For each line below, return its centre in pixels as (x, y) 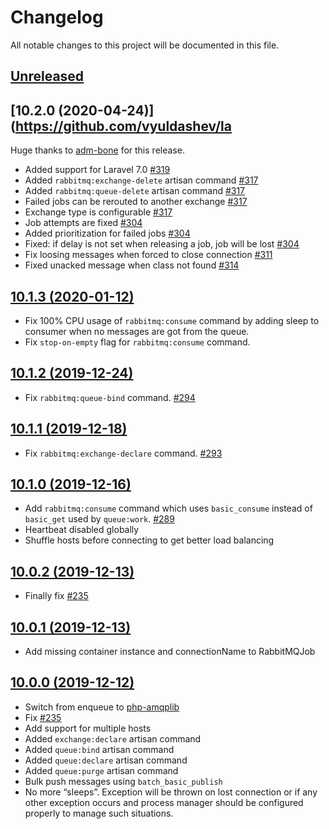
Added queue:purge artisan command (101, 770)
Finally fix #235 (56, 596)
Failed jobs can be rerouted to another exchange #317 (136, 202)
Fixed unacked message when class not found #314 (132, 265)
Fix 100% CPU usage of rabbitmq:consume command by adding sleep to (172, 320)
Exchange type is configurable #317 (98, 212)
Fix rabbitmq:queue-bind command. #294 (110, 397)
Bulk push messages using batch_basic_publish (123, 781)
